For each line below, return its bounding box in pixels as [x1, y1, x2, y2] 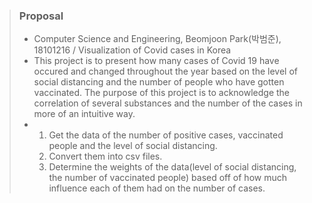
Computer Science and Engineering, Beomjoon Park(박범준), [33, 33, 282, 45]
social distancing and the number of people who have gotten [33, 76, 285, 88]
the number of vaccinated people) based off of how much [48, 172, 287, 184]
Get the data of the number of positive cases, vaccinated [48, 129, 284, 141]
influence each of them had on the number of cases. [48, 182, 266, 194]
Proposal [18, 9, 64, 23]
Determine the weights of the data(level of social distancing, [48, 161, 297, 173]
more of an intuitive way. [33, 108, 136, 120]
